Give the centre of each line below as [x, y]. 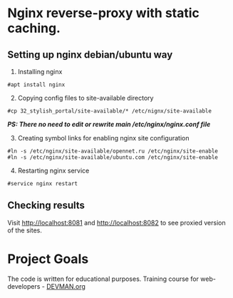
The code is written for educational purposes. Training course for [103, 279]
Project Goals [48, 259]
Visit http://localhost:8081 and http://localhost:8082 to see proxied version [116, 222]
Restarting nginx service [53, 170]
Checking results [46, 206]
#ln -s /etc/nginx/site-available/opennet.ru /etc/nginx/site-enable [113, 151]
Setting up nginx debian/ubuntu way [90, 55]
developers [24, 286]
